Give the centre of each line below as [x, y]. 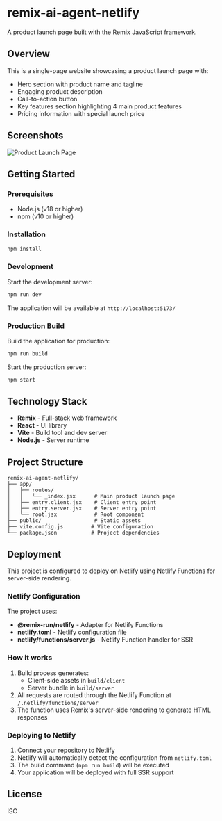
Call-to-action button [47, 99]
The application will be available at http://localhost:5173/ [91, 308]
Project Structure [45, 462]
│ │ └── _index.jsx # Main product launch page [91, 496]
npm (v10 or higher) [45, 216]
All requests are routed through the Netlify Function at [94, 695]
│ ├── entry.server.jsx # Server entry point [82, 509]
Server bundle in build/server [71, 688]
